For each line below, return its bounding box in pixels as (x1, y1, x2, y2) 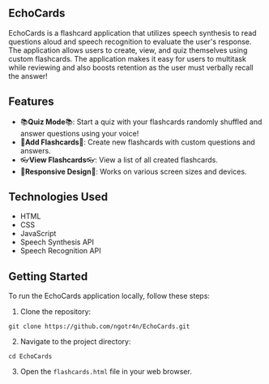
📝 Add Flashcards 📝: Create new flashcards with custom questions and (19, 137, 255, 147)
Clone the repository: (19, 307, 92, 317)
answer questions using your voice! (19, 128, 139, 138)
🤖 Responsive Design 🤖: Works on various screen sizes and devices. (19, 166, 247, 176)
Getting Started (8, 270, 88, 283)
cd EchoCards (8, 352, 53, 360)
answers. (19, 145, 51, 155)
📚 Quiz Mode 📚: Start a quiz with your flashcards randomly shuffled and (19, 117, 263, 127)
